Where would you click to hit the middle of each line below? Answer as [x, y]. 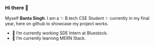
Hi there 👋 [17, 8]
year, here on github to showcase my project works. [57, 24]
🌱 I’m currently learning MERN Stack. [49, 38]
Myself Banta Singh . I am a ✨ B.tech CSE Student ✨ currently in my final [77, 18]
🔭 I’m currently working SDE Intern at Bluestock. [60, 33]
